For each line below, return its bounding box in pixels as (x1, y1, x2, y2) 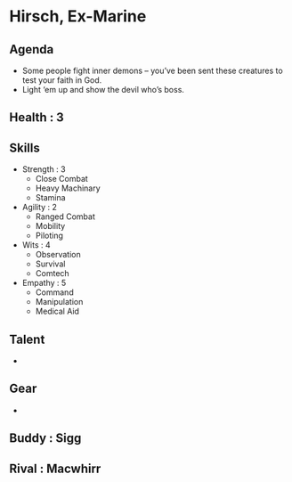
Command (35, 287, 74, 298)
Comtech (35, 268, 69, 279)
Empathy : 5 (21, 278, 67, 289)
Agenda (9, 42, 54, 57)
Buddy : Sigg (9, 430, 82, 446)
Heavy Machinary (35, 183, 101, 193)
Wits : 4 (21, 240, 51, 250)
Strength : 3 (21, 164, 66, 175)
